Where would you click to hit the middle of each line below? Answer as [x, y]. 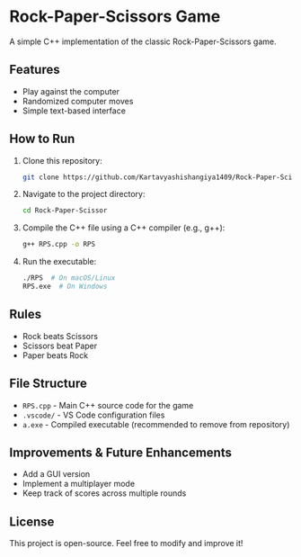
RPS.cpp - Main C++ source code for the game [108, 405]
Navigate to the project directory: [84, 194]
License [32, 521]
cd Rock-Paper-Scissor [65, 211]
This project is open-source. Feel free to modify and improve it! [126, 544]
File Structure [48, 384]
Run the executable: [59, 262]
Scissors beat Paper [59, 346]
